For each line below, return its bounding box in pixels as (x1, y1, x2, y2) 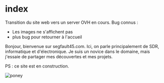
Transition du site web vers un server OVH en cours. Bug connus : (5, 19, 139, 25)
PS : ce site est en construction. (5, 63, 70, 69)
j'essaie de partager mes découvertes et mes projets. (5, 53, 113, 59)
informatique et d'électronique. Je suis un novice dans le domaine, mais (5, 49, 150, 54)
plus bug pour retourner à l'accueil (12, 34, 82, 40)
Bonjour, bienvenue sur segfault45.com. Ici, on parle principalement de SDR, (5, 43, 160, 49)
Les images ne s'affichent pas (12, 29, 73, 34)
